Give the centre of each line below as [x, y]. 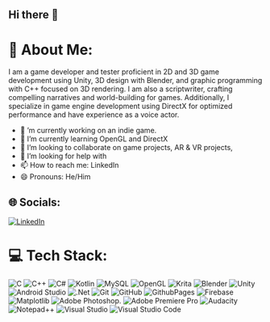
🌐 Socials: [35, 202]
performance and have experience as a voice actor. [94, 115]
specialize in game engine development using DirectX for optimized [120, 107]
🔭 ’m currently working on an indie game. [88, 131]
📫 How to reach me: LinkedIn [69, 165]
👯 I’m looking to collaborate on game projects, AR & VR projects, [127, 148]
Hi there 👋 [33, 15]
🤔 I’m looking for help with [63, 156]
